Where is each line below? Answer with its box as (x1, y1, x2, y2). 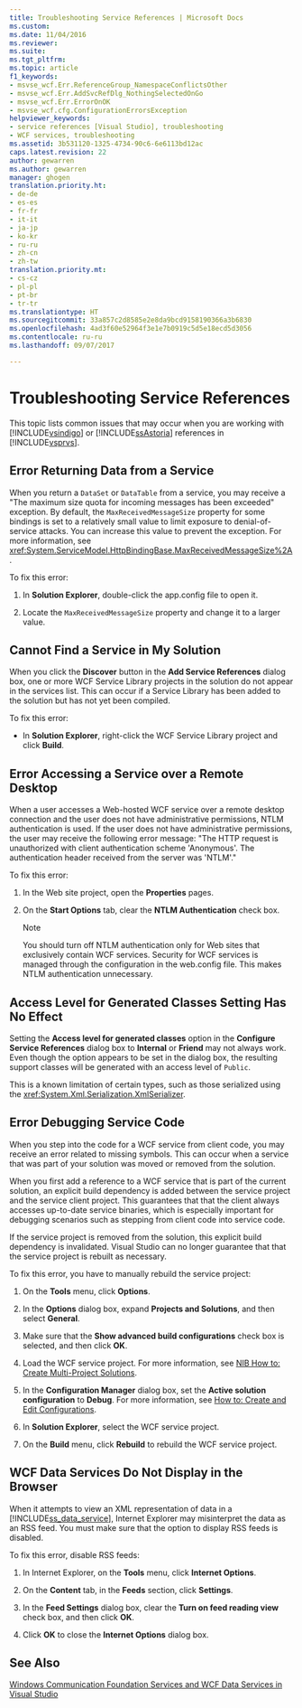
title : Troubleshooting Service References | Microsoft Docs (9, 13, 244, 23)
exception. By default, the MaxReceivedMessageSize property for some (9, 506, 266, 517)
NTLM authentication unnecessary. (22, 969, 153, 980)
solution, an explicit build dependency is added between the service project (9, 1185, 291, 1196)
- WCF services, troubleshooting (9, 131, 135, 140)
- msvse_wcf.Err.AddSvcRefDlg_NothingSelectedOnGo (9, 89, 204, 98)
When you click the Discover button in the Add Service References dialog (9, 666, 287, 678)
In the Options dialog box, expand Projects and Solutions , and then (22, 1303, 275, 1314)
